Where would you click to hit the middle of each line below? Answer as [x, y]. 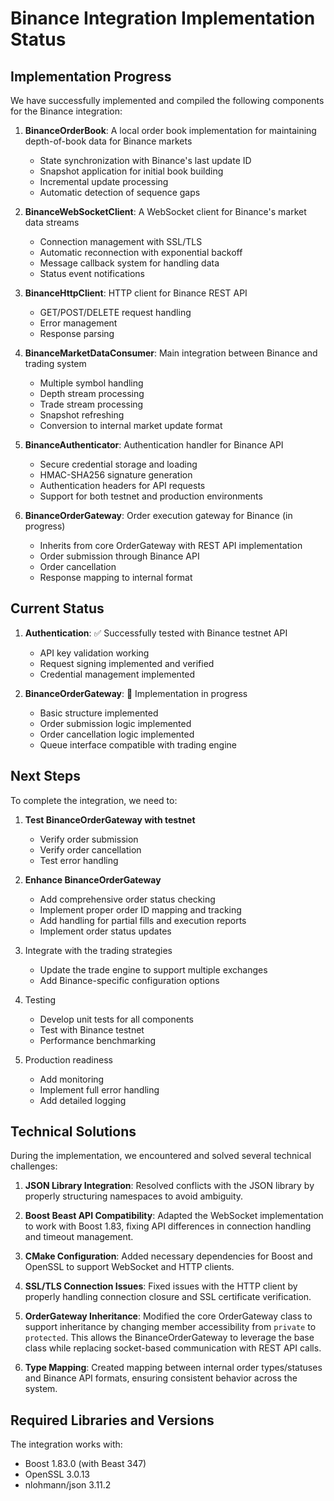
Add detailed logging [83, 1100]
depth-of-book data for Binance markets [108, 141]
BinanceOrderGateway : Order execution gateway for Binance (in [158, 515]
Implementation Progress [91, 76]
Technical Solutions [73, 1132]
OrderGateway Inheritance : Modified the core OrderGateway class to [168, 1316]
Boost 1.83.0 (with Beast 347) [85, 1464]
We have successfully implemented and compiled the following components [167, 100]
